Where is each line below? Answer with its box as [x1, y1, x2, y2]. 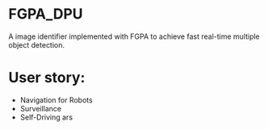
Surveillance [19, 103, 62, 113]
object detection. [8, 40, 65, 49]
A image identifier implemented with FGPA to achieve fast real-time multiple [8, 31, 260, 41]
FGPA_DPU [8, 5, 83, 23]
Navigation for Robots [19, 94, 93, 105]
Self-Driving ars [19, 112, 73, 122]
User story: [8, 69, 86, 87]
